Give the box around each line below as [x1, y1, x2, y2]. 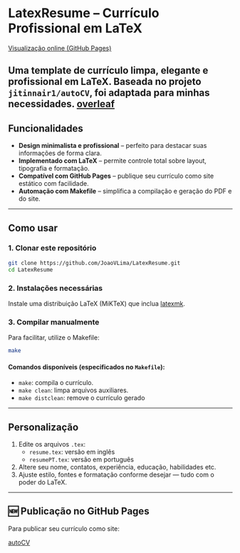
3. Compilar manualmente [8, 317, 100, 327]
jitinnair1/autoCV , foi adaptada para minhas [8, 87, 210, 99]
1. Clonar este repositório [8, 243, 97, 253]
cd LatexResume [8, 266, 53, 273]
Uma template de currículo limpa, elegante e [8, 64, 209, 76]
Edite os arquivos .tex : [18, 440, 86, 449]
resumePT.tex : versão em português [28, 455, 135, 464]
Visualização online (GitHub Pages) [8, 44, 112, 52]
